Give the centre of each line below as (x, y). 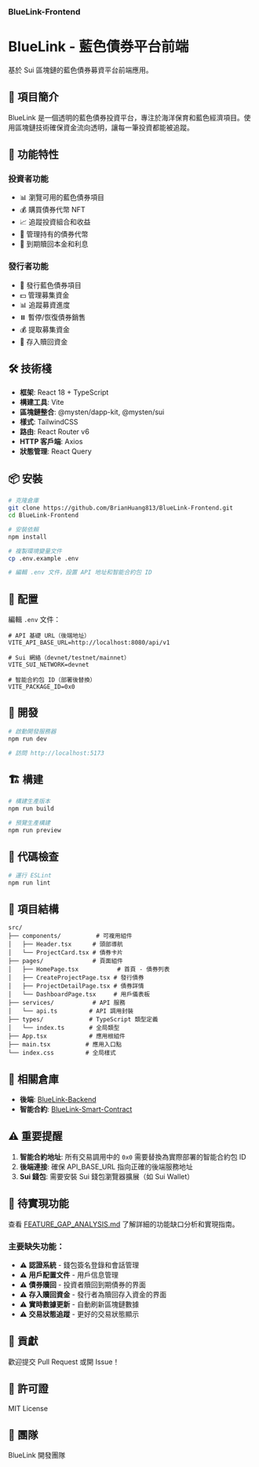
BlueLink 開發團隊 (37, 1455)
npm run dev (27, 739)
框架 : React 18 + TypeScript (64, 392)
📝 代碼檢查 (33, 857)
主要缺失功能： (36, 1246)
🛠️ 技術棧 (30, 369)
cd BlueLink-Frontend (44, 516)
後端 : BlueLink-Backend (58, 1100)
